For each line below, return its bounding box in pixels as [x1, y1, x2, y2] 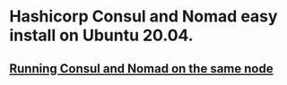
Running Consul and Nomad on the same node [9, 61, 274, 76]
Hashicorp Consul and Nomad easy [9, 6, 278, 27]
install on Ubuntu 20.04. [9, 25, 195, 46]
